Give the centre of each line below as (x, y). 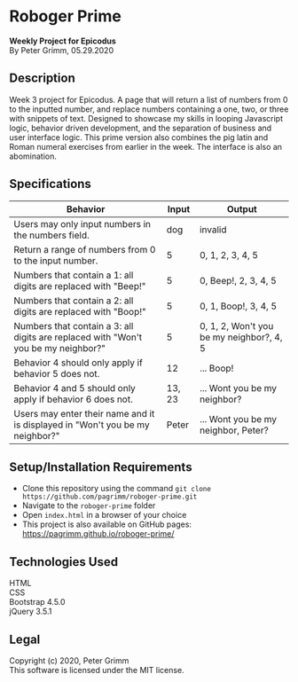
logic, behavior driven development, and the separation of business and (141, 128)
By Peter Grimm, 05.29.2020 (61, 50)
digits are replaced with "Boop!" (80, 311)
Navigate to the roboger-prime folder (89, 506)
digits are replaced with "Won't (78, 337)
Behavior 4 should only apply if (78, 363)
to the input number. (56, 261)
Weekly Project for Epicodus (63, 41)
